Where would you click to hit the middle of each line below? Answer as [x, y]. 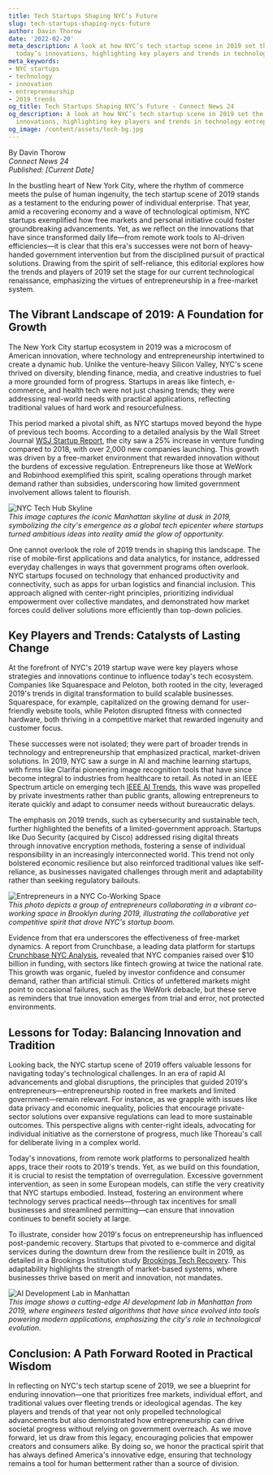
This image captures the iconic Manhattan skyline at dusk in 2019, [120, 516]
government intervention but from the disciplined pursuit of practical [150, 254]
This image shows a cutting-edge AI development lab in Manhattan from [130, 1302]
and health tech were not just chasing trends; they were [141, 390]
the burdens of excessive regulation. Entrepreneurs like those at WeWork [130, 466]
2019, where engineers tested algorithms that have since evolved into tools [134, 1311]
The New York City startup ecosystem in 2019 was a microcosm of [120, 347]
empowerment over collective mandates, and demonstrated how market [129, 601]
